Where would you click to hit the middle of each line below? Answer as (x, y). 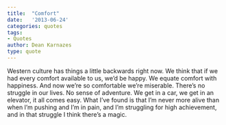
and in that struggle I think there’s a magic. (67, 114)
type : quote (24, 52)
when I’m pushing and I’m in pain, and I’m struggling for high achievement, (112, 107)
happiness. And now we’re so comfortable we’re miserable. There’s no (106, 85)
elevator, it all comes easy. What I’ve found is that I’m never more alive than (113, 100)
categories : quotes (35, 26)
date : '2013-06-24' (38, 20)
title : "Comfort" (33, 13)
